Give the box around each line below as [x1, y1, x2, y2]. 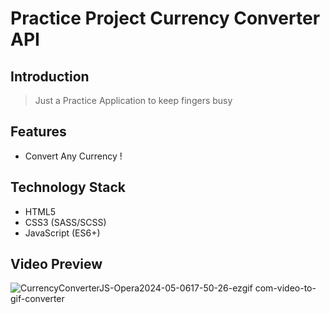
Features [10, 123, 67, 141]
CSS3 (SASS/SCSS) [24, 216, 107, 228]
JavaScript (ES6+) [24, 227, 101, 239]
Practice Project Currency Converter [10, 7, 321, 30]
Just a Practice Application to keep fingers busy [34, 95, 233, 106]
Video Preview [10, 256, 103, 273]
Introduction [10, 68, 90, 85]
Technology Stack [10, 179, 126, 196]
